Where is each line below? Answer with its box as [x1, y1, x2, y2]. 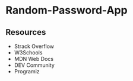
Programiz [14, 68, 40, 74]
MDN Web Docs [14, 56, 54, 62]
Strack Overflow [14, 43, 55, 50]
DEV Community [14, 61, 55, 69]
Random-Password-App [5, 4, 128, 17]
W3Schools [14, 49, 43, 56]
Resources [5, 27, 46, 37]
